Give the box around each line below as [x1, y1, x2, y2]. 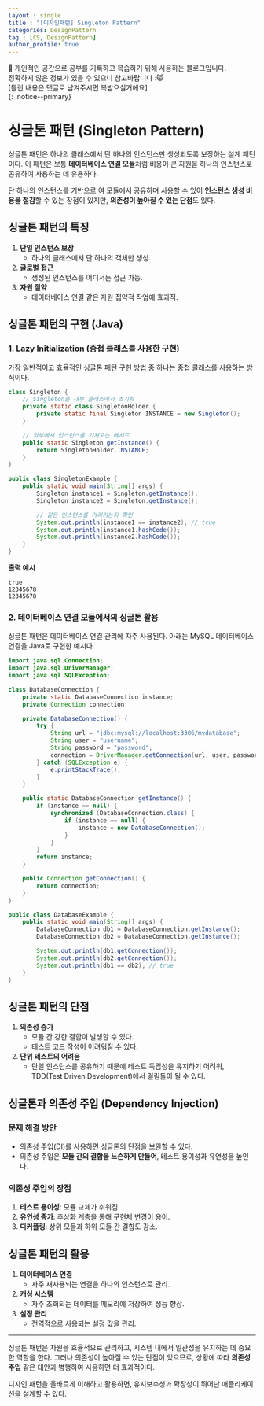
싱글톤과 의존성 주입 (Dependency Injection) [8, 1097, 219, 1110]
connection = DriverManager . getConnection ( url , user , [49, 751, 230, 759]
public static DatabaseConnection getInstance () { [22, 795, 192, 803]
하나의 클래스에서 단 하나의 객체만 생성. [31, 253, 152, 262]
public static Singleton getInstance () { [22, 438, 159, 447]
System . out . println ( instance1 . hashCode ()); [36, 526, 181, 533]
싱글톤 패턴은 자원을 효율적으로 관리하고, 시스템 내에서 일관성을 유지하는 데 [8, 1343, 237, 1352]
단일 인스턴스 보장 [19, 243, 75, 253]
